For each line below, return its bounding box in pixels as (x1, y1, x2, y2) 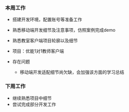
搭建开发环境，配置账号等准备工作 (12, 16, 82, 23)
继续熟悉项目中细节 (12, 95, 52, 101)
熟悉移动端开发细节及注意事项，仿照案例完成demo (12, 27, 116, 33)
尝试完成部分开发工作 (12, 101, 56, 107)
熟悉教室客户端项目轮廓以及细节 (12, 38, 78, 44)
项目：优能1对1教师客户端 (12, 48, 64, 54)
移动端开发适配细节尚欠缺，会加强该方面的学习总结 (19, 69, 125, 75)
